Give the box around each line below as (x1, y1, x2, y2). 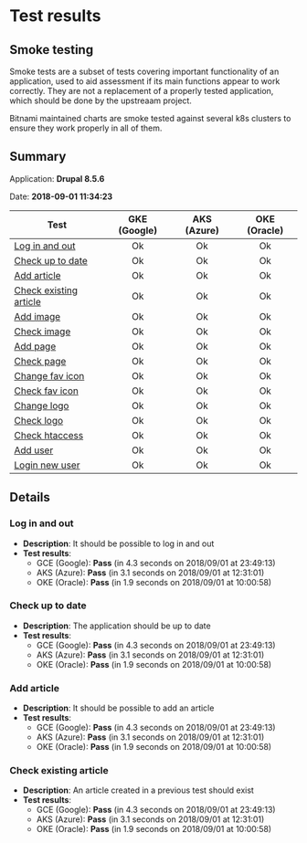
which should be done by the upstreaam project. (9, 95, 192, 106)
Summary (9, 149, 67, 164)
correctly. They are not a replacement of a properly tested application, (9, 86, 274, 96)
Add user (14, 444, 54, 457)
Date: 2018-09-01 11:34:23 (9, 191, 113, 202)
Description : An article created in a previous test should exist (22, 785, 254, 796)
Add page (14, 340, 57, 353)
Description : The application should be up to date (22, 620, 212, 631)
